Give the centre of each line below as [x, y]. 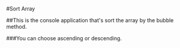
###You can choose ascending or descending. [64, 38]
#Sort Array [21, 9]
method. [16, 27]
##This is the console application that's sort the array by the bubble [90, 20]
